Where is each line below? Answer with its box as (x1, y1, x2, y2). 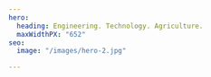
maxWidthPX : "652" (16, 30, 87, 38)
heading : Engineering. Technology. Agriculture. (16, 21, 204, 30)
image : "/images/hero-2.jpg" (16, 47, 127, 56)
